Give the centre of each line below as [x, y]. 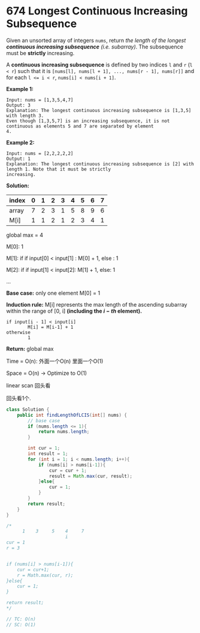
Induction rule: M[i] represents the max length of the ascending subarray [97, 304]
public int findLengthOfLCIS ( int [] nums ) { [72, 415]
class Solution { [28, 409]
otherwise [19, 332]
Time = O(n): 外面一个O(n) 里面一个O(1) [55, 361]
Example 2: [20, 143]
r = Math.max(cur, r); [45, 575]
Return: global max [30, 349]
